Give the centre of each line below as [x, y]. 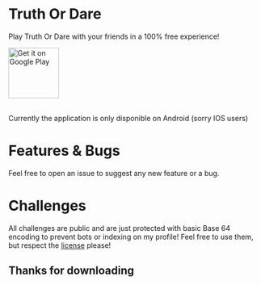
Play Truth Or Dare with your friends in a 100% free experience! [114, 36]
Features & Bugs [65, 151]
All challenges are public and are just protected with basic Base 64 [120, 228]
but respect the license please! [60, 245]
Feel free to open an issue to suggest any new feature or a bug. [114, 173]
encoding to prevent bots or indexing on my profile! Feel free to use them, [131, 237]
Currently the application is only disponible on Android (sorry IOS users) [128, 118]
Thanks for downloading [72, 271]
